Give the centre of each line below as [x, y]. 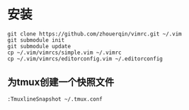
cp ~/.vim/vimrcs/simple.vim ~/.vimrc [64, 53]
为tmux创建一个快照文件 [61, 82]
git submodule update [39, 46]
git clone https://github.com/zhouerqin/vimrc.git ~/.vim [94, 34]
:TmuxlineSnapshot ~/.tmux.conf [55, 99]
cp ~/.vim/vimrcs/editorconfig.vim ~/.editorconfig [85, 59]
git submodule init [36, 40]
